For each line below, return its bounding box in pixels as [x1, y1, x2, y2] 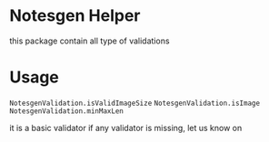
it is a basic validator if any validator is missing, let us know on [9, 122, 243, 133]
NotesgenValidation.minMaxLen [9, 106, 125, 116]
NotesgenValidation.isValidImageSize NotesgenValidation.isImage [9, 99, 261, 108]
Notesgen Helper [9, 5, 141, 26]
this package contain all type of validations [9, 35, 170, 46]
